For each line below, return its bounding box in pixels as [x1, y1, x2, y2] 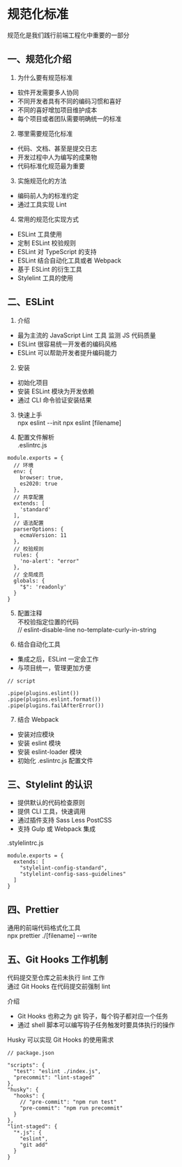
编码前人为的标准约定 [17, 191, 79, 200]
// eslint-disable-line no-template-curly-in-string [17, 625, 157, 634]
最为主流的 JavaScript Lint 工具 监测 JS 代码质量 [17, 330, 156, 340]
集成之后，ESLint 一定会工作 [17, 655, 99, 663]
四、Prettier [7, 904, 59, 916]
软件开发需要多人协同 [17, 88, 79, 97]
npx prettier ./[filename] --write [7, 932, 98, 940]
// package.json [7, 1049, 54, 1056]
